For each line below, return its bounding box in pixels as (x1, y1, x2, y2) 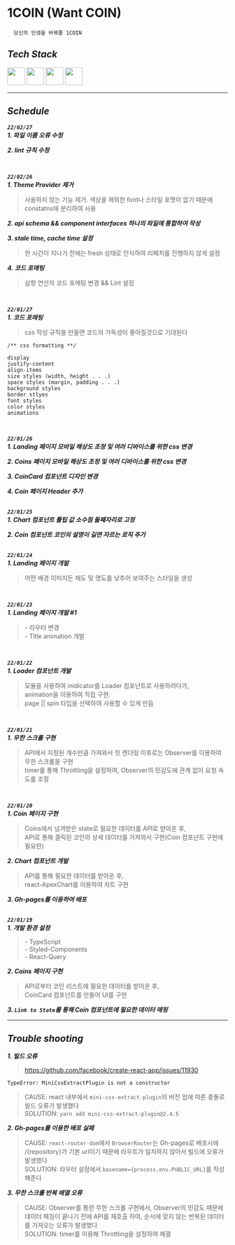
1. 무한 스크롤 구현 (7, 734, 56, 742)
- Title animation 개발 (24, 632, 85, 640)
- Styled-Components (24, 944, 87, 954)
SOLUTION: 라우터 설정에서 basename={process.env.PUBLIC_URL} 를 (24, 1165, 212, 1174)
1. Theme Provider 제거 (7, 180, 74, 188)
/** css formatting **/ (7, 342, 77, 349)
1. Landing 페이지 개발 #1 (7, 608, 77, 617)
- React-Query (24, 952, 66, 961)
